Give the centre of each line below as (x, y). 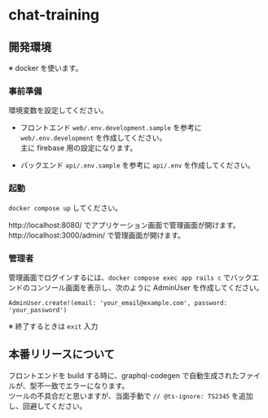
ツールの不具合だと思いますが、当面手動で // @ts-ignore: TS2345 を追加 (131, 395)
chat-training (54, 15)
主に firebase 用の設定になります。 (79, 148)
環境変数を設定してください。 (58, 111)
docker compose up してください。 (65, 207)
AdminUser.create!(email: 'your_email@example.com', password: (118, 303)
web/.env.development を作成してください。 (93, 138)
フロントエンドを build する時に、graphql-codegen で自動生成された (124, 375)
